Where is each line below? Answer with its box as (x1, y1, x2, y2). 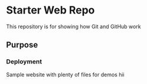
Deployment (6, 58, 43, 66)
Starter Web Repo (6, 4, 95, 17)
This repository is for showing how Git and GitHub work (6, 23, 141, 30)
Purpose (6, 40, 38, 50)
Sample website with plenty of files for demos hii (6, 71, 125, 78)
